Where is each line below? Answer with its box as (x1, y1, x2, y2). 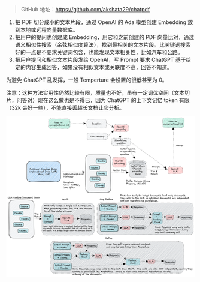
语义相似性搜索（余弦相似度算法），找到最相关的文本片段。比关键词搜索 (14, 41, 191, 48)
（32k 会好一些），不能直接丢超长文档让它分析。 (6, 104, 125, 111)
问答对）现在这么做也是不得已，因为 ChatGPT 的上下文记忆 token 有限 (16, 97, 190, 104)
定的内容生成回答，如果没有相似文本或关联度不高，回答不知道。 (14, 64, 172, 71)
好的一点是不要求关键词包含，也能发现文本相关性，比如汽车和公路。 (14, 49, 183, 56)
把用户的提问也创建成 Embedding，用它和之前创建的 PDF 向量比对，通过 (14, 34, 195, 41)
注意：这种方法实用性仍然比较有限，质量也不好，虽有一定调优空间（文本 (6, 89, 184, 96)
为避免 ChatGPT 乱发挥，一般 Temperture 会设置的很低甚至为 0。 (6, 76, 168, 83)
